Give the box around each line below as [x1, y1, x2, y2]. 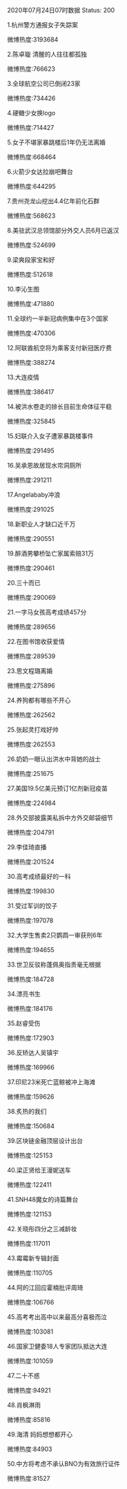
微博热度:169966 [7, 1063, 55, 1071]
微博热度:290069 [7, 594, 57, 601]
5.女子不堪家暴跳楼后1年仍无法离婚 [7, 138, 106, 146]
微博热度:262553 [7, 740, 56, 748]
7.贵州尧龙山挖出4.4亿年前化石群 [7, 197, 100, 205]
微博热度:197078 [7, 916, 54, 924]
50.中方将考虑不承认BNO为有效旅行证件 [7, 1460, 121, 1468]
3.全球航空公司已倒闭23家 [7, 79, 81, 88]
